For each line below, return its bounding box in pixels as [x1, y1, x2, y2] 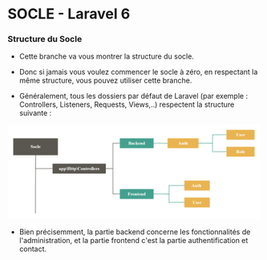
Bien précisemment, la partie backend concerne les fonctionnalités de [18, 226, 251, 237]
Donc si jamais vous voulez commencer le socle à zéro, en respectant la [18, 67, 258, 77]
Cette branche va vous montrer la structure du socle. [18, 51, 194, 61]
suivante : [18, 108, 52, 118]
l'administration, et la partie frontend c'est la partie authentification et [18, 235, 249, 245]
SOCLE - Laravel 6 [7, 5, 131, 23]
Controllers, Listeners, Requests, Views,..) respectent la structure [18, 100, 235, 109]
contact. [18, 244, 47, 254]
